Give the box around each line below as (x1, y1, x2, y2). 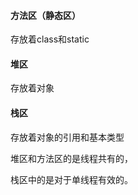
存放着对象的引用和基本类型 (10, 131, 125, 143)
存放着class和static (10, 33, 90, 45)
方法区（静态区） (10, 9, 81, 21)
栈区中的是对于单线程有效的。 (10, 173, 133, 185)
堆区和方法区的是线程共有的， (10, 152, 133, 164)
